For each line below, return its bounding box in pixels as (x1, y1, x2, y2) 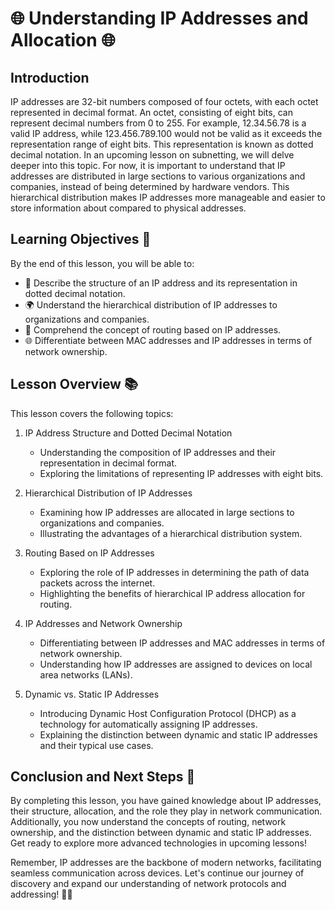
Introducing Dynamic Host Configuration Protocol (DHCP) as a (39, 707, 297, 719)
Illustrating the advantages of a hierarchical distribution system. (39, 527, 303, 539)
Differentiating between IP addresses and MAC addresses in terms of (39, 637, 326, 649)
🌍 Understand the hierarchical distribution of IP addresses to (24, 298, 278, 311)
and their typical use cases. (39, 739, 154, 751)
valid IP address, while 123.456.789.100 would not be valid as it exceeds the (10, 128, 323, 139)
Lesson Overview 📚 (10, 376, 139, 393)
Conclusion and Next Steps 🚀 (10, 768, 196, 786)
